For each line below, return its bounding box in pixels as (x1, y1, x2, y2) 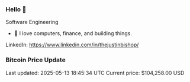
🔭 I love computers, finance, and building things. (14, 30, 133, 37)
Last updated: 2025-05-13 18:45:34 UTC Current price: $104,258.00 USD (5, 69, 185, 76)
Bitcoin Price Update (5, 56, 66, 64)
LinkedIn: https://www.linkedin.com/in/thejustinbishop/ (5, 41, 139, 49)
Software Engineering (5, 19, 59, 26)
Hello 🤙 (5, 5, 27, 13)
